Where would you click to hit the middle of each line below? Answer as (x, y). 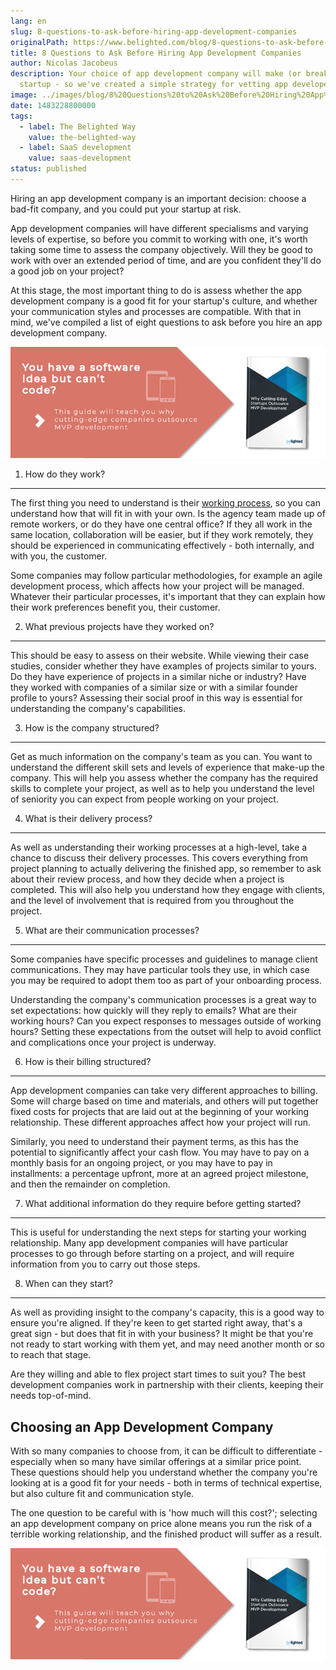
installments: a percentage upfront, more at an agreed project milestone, (159, 1174)
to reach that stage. (51, 1355)
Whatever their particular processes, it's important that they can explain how (168, 597)
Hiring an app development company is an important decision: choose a (158, 198)
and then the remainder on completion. (90, 1184)
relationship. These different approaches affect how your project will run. (161, 1122)
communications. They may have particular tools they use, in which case (160, 970)
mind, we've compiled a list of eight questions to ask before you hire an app (166, 322)
